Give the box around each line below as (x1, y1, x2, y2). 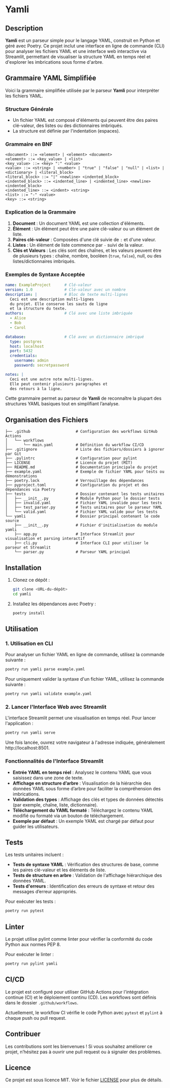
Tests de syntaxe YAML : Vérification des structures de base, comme (12, 862, 159, 868)
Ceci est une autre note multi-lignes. (10, 376, 94, 382)
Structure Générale (5, 106, 54, 113)
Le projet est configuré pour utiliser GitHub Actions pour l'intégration (5, 989, 149, 995)
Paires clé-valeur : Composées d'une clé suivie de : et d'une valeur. (12, 236, 156, 243)
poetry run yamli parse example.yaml (5, 667, 85, 672)
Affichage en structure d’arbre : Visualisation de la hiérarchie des (12, 780, 151, 786)
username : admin (14, 358, 49, 363)
